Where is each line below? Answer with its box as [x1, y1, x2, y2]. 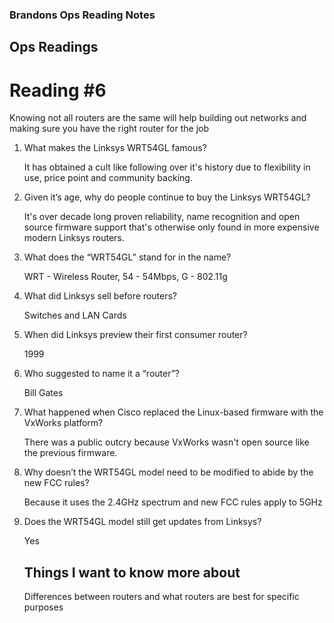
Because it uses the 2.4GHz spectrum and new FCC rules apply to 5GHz [23, 496, 323, 508]
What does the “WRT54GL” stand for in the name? [23, 251, 232, 263]
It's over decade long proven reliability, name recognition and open [23, 211, 301, 223]
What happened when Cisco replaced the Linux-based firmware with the [23, 406, 324, 418]
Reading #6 [9, 79, 107, 102]
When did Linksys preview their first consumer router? [23, 329, 248, 341]
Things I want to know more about [23, 564, 241, 581]
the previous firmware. [23, 447, 118, 459]
